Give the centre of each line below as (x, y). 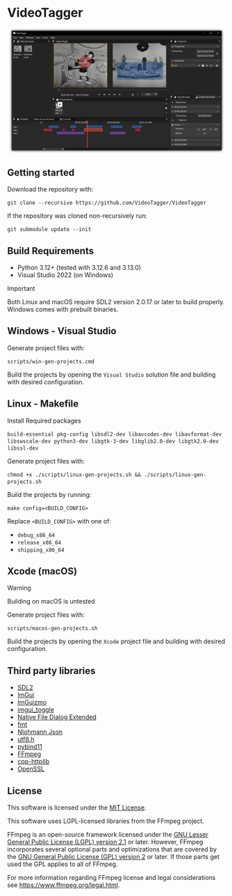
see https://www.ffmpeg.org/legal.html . (64, 885)
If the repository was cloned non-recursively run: (77, 216)
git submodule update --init (49, 230)
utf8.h (26, 739)
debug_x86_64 (36, 535)
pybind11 (30, 747)
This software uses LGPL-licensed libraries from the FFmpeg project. (106, 821)
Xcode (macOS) (42, 571)
